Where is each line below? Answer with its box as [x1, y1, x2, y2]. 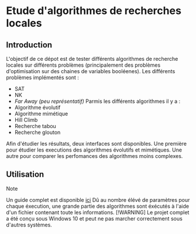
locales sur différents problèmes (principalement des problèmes [6, 61, 161, 68]
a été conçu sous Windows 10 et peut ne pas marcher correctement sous [6, 215, 183, 222]
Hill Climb [14, 116, 38, 123]
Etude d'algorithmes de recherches [6, 4, 181, 18]
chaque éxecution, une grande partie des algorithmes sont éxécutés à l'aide [6, 202, 189, 209]
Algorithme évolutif [14, 104, 61, 111]
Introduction [6, 40, 53, 50]
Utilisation [6, 170, 44, 180]
